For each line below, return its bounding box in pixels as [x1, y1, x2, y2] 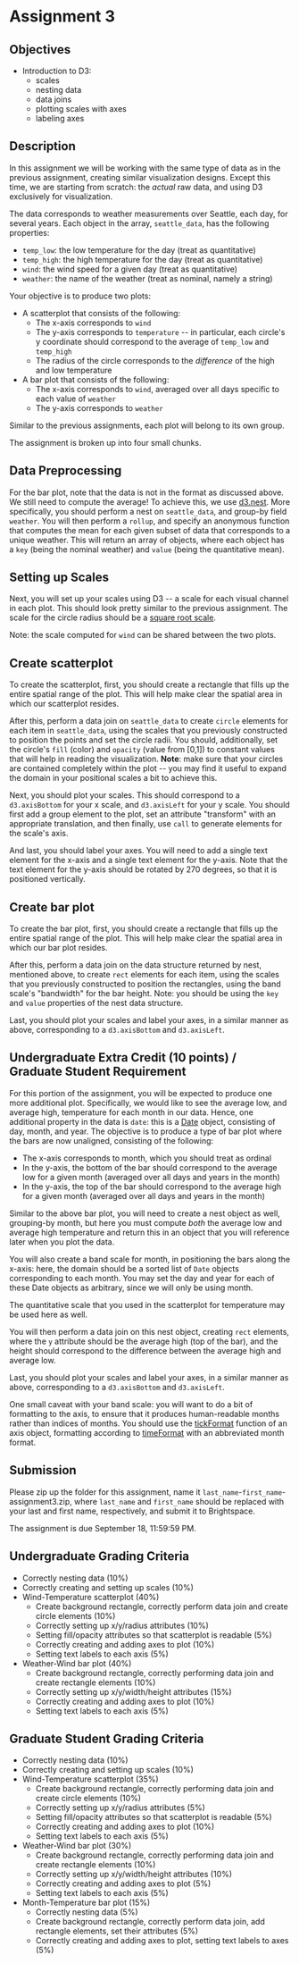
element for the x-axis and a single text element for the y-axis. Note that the [9, 855, 288, 866]
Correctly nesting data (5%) [35, 1907, 138, 1917]
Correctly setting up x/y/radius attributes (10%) [35, 1620, 210, 1631]
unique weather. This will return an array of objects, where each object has [9, 534, 285, 545]
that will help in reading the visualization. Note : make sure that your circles [9, 753, 284, 765]
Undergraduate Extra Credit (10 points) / [9, 1050, 237, 1065]
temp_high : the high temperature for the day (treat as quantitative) [21, 254, 263, 264]
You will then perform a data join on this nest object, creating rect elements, [9, 1326, 290, 1337]
